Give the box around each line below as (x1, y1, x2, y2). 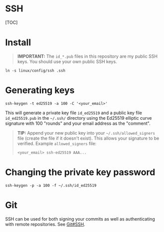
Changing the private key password (5, 167, 156, 178)
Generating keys (5, 85, 75, 96)
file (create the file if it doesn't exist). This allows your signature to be (17, 135, 160, 141)
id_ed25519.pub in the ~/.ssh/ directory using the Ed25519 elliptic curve (5, 115, 152, 121)
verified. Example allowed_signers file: (17, 140, 97, 147)
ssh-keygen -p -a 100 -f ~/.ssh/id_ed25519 (5, 183, 97, 188)
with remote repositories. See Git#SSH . (5, 221, 85, 227)
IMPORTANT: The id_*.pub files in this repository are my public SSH (17, 53, 158, 59)
